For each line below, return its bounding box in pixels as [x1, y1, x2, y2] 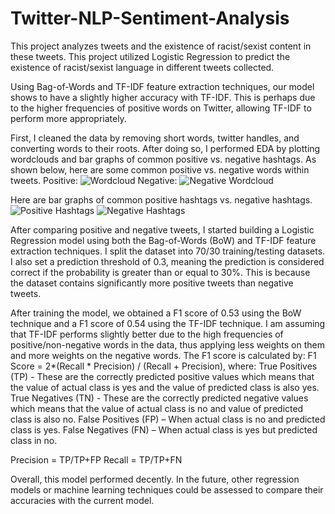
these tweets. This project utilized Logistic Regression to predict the [10, 50, 291, 62]
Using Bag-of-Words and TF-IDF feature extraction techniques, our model [10, 80, 315, 92]
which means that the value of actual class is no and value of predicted [10, 402, 304, 414]
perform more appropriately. [10, 112, 127, 124]
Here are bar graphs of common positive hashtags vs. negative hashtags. [10, 193, 313, 206]
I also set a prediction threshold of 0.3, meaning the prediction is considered [10, 255, 325, 267]
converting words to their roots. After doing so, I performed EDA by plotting [10, 142, 321, 154]
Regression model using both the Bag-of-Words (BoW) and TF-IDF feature [10, 234, 317, 246]
